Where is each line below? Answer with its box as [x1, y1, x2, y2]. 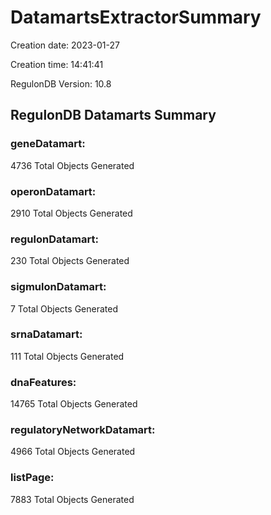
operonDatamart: [10, 184, 97, 198]
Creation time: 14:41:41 [10, 58, 104, 70]
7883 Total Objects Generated [10, 493, 135, 505]
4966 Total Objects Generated [10, 446, 136, 458]
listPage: [10, 471, 55, 485]
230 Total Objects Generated [10, 255, 130, 267]
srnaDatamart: [10, 327, 83, 341]
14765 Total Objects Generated [10, 398, 138, 410]
